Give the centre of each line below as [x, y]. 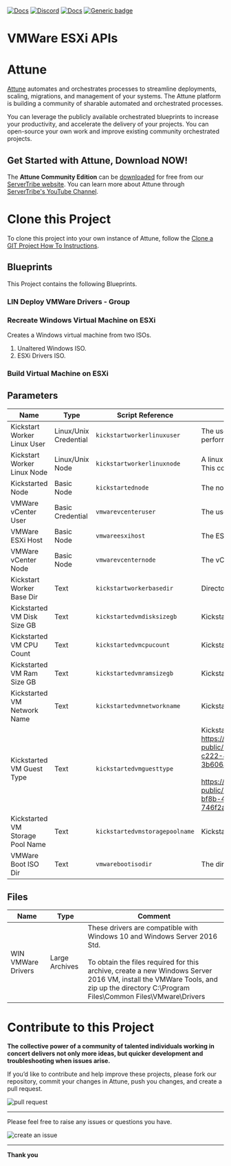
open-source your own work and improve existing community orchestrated [113, 131]
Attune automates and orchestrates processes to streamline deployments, [112, 89]
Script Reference [145, 415]
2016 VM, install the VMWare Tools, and [153, 980]
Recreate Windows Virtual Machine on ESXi [81, 320]
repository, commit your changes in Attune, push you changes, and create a [114, 1081]
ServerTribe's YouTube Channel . [53, 191]
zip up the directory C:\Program [139, 988]
